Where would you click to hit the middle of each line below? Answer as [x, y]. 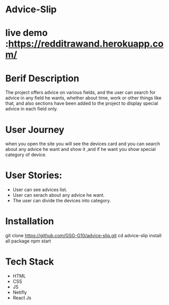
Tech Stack [30, 262]
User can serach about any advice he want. [59, 195]
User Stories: [34, 175]
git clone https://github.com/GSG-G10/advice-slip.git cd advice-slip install [83, 236]
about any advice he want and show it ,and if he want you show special [81, 149]
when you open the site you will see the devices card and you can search [83, 144]
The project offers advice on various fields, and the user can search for [81, 92]
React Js [22, 298]
